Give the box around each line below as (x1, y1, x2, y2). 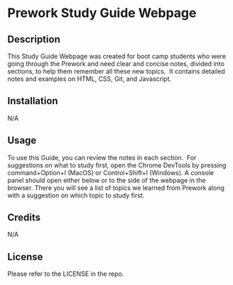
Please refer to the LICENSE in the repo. (7, 269, 124, 278)
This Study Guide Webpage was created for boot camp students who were (7, 52, 226, 60)
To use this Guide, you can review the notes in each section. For (7, 153, 197, 162)
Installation (7, 95, 58, 107)
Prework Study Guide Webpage (7, 5, 197, 21)
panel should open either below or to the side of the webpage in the (7, 176, 206, 184)
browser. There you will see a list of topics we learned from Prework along (7, 183, 225, 192)
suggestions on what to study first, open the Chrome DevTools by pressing (7, 161, 227, 169)
